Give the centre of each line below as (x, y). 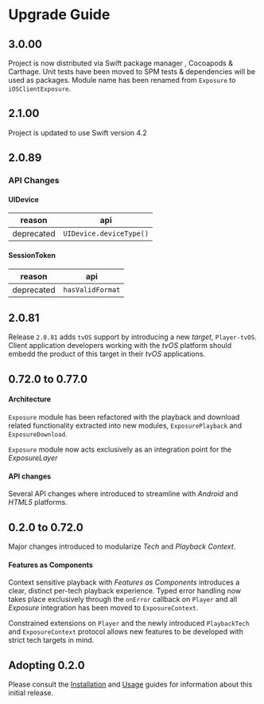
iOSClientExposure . (40, 88)
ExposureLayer (33, 458)
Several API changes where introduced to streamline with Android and (123, 494)
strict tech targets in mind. (51, 640)
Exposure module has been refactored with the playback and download (124, 417)
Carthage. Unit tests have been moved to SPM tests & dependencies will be (132, 72)
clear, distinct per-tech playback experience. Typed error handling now (125, 591)
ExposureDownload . (38, 434)
